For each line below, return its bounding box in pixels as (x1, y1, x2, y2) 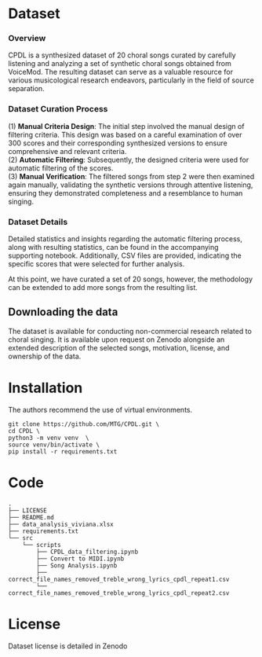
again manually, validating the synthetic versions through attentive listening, (8, 180, 253, 189)
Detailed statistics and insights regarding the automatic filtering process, (8, 234, 243, 244)
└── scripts (22, 541, 61, 549)
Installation (8, 379, 83, 397)
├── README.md (8, 513, 55, 521)
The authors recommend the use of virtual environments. (8, 405, 193, 414)
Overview (8, 33, 46, 44)
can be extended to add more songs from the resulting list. (8, 283, 198, 292)
